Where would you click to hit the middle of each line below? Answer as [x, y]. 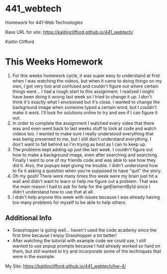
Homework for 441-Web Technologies [44, 22]
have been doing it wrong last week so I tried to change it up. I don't [82, 96]
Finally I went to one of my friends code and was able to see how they [84, 160]
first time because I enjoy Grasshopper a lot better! [64, 235]
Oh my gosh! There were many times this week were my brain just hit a [85, 176]
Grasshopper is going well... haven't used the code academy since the [84, 230]
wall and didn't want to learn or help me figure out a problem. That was [85, 181]
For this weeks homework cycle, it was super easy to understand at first [86, 76]
